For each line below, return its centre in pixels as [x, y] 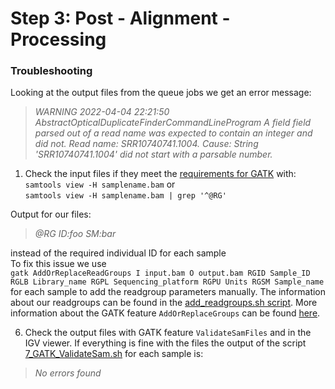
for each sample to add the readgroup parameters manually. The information [168, 292]
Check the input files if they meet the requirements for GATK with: [160, 174]
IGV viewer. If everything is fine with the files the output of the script [165, 343]
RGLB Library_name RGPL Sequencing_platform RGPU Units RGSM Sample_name [167, 282]
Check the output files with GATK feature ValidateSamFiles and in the [168, 333]
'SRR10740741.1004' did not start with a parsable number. [153, 154]
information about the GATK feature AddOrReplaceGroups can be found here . [165, 313]
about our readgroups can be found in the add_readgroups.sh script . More [164, 303]
